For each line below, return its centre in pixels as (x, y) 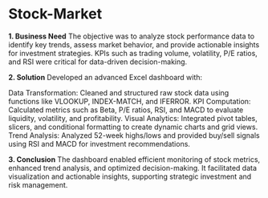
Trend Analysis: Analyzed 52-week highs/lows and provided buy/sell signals (134, 135)
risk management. (38, 184)
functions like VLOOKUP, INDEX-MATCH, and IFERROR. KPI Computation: (130, 101)
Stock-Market (55, 14)
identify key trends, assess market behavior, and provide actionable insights (134, 44)
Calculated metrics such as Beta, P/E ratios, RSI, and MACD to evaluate (126, 110)
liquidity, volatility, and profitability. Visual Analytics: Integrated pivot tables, (133, 118)
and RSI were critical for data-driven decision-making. (98, 62)
